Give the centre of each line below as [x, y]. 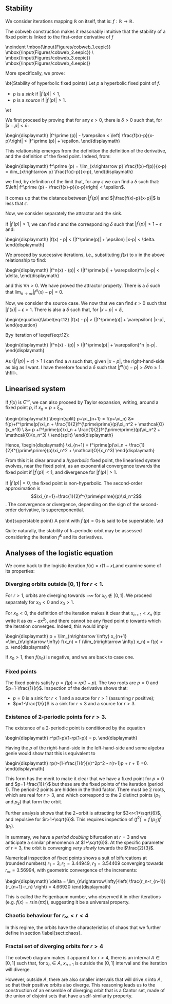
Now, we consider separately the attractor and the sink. [64, 213]
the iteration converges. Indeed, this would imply [57, 626]
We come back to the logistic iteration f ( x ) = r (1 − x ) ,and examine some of [83, 565]
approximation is [23, 488]
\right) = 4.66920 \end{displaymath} [73, 886]
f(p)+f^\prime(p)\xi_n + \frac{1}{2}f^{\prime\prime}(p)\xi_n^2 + [71, 424]
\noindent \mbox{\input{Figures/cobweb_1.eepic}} [58, 47]
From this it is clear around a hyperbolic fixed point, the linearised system [83, 460]
